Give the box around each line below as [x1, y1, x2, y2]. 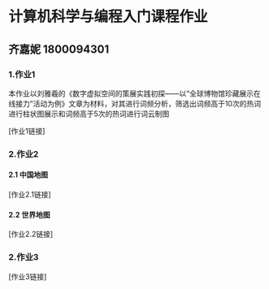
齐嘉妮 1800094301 [8, 42, 110, 56]
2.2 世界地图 [8, 209, 50, 219]
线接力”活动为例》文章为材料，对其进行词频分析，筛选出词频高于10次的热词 [8, 98, 262, 108]
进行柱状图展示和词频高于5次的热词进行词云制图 [8, 109, 170, 119]
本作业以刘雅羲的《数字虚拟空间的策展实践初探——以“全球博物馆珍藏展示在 [8, 88, 262, 98]
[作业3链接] [8, 271, 47, 281]
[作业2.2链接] [8, 229, 54, 239]
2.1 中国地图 [8, 170, 49, 179]
